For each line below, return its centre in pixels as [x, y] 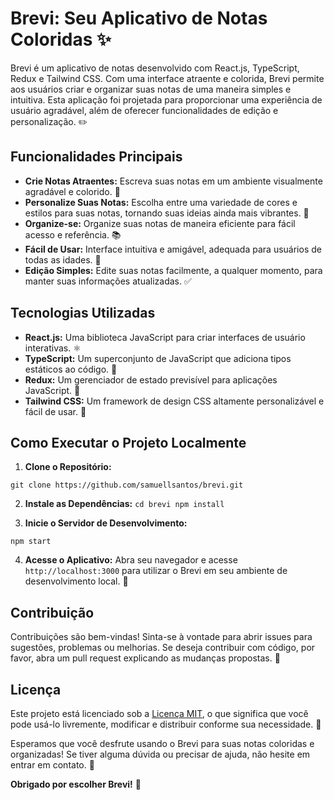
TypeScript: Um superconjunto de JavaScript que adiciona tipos [158, 358]
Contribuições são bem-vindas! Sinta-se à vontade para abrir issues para [161, 637]
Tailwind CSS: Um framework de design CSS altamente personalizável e [174, 401]
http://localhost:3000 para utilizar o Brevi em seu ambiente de [156, 571]
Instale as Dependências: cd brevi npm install [124, 504]
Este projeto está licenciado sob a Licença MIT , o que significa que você [159, 713]
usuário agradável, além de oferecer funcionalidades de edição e [144, 110]
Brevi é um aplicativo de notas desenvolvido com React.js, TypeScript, [155, 68]
